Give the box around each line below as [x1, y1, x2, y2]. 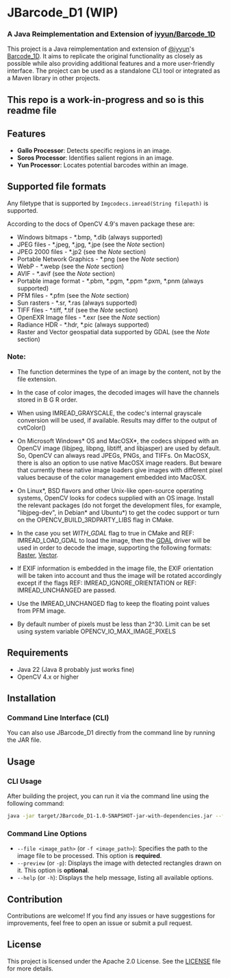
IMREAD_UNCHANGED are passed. [16, 585, 116, 594]
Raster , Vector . [16, 550, 59, 559]
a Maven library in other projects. [7, 74, 101, 82]
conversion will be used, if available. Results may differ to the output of [16, 416, 218, 424]
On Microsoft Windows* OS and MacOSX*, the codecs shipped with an [16, 436, 219, 445]
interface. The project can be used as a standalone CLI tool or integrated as [7, 67, 220, 75]
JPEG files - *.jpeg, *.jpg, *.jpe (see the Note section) [16, 240, 166, 248]
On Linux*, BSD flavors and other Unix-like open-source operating [16, 486, 203, 495]
